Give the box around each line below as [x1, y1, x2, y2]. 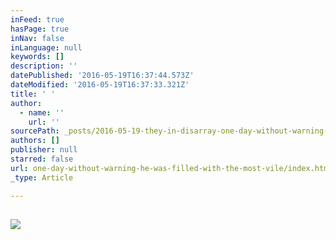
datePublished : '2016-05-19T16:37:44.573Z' [10, 71, 195, 81]
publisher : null [10, 145, 78, 155]
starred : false [10, 154, 74, 164]
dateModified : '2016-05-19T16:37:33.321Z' [10, 80, 190, 90]
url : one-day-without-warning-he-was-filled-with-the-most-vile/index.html [10, 163, 333, 173]
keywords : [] [10, 52, 65, 62]
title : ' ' [10, 89, 56, 99]
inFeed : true [10, 14, 65, 25]
